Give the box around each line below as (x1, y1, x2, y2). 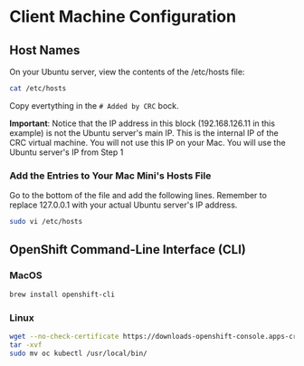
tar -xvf (9, 340, 43, 350)
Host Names (9, 43, 81, 58)
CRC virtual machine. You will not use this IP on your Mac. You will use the (9, 137, 287, 148)
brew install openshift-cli (9, 290, 116, 299)
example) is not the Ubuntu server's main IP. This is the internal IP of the (9, 127, 279, 138)
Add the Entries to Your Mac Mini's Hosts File (9, 169, 212, 182)
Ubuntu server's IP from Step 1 (9, 147, 124, 158)
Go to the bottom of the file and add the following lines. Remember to (9, 190, 267, 201)
